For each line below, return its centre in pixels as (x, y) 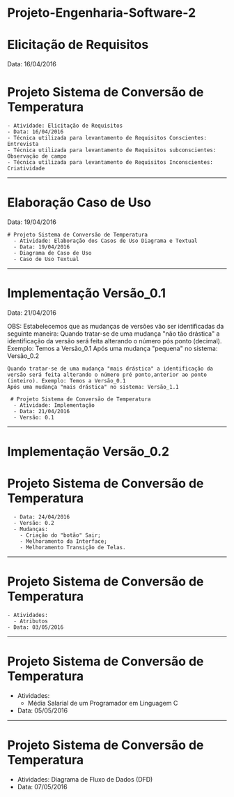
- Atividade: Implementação (54, 405)
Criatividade (26, 169)
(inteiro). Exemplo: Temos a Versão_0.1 (67, 381)
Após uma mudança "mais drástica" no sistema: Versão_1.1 (93, 387)
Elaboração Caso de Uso (79, 203)
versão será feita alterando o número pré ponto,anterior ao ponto (107, 375)
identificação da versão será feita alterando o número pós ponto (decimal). (115, 341)
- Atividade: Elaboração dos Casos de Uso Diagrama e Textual (106, 241)
